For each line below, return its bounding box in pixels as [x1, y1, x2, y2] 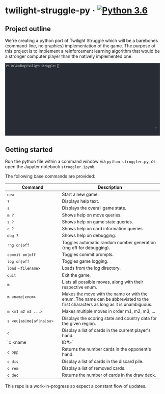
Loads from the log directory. [62, 265, 121, 271]
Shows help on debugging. [62, 232, 116, 239]
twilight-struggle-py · [5, 5, 95, 16]
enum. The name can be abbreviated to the [62, 296, 149, 302]
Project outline [5, 25, 51, 33]
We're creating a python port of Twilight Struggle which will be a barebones [5, 37, 158, 43]
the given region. [62, 321, 96, 326]
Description [97, 184, 122, 190]
